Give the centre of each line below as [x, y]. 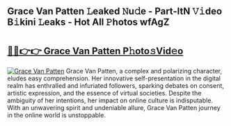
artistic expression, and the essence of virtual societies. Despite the [104, 93]
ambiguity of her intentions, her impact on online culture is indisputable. [110, 100]
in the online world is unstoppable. [57, 115]
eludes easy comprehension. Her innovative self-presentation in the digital [114, 78]
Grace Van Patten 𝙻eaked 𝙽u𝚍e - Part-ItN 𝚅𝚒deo [115, 11]
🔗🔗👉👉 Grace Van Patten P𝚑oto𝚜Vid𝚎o [95, 51]
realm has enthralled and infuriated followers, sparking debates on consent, [116, 85]
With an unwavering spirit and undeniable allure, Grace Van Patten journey [114, 108]
